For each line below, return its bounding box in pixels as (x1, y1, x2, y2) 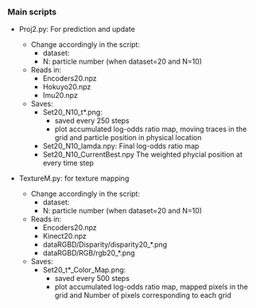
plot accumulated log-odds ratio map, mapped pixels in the (54, 282, 248, 292)
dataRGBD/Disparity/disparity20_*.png (42, 240, 168, 249)
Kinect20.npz (42, 232, 87, 241)
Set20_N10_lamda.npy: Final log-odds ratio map (42, 142, 200, 151)
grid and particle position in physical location (54, 133, 202, 142)
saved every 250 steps (54, 116, 130, 126)
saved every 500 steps (54, 274, 130, 283)
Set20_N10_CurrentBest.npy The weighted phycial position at (42, 150, 243, 159)
